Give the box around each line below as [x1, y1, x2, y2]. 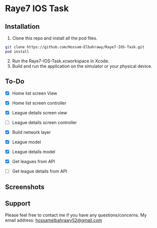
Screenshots [5, 183, 45, 191]
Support [5, 199, 31, 208]
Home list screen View [12, 90, 57, 96]
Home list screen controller [12, 100, 67, 106]
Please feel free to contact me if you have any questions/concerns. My [5, 212, 147, 218]
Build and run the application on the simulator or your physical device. [12, 63, 153, 69]
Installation [5, 22, 40, 31]
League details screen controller [12, 119, 77, 125]
